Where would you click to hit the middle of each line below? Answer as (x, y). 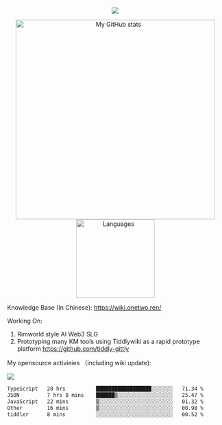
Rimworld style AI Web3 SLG (57, 334)
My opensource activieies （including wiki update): (79, 363)
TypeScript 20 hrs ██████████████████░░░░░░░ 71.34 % (106, 389)
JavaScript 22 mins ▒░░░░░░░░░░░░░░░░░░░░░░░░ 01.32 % (106, 402)
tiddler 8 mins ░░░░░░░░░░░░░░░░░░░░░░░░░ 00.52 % (106, 414)
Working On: (25, 321)
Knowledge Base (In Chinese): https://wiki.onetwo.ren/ (84, 308)
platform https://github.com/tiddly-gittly (73, 349)
